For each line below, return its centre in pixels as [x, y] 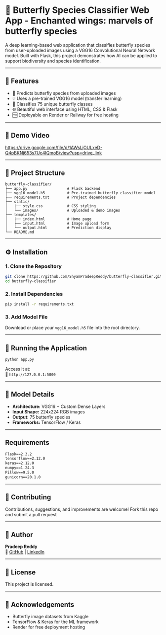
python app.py [20, 360]
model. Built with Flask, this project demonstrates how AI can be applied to [81, 55]
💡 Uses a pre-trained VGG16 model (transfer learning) [67, 98]
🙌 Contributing [28, 497]
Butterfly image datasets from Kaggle [50, 617]
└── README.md [20, 232]
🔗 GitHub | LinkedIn [25, 552]
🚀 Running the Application [46, 348]
